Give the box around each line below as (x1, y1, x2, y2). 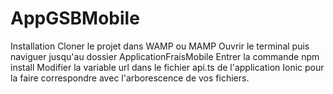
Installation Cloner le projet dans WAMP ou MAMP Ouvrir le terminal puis (10, 40, 310, 52)
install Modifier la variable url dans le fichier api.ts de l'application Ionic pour (10, 61, 325, 73)
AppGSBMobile (10, 7, 140, 30)
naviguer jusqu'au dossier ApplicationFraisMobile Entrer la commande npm (10, 50, 320, 62)
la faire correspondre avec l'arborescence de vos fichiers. (10, 72, 250, 84)
